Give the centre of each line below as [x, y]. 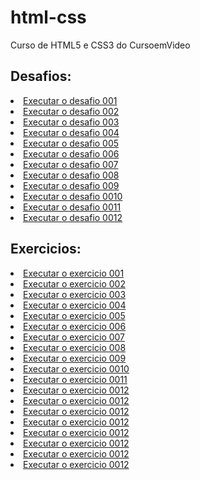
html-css [48, 17]
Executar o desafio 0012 [73, 217]
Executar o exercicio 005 [74, 315]
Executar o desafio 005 [71, 143]
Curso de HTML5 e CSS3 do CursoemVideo [100, 45]
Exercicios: [46, 249]
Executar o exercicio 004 [75, 305]
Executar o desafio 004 [71, 132]
